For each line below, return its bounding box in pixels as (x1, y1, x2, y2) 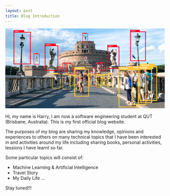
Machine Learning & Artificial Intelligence (12, 164, 99, 170)
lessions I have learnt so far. (5, 144, 64, 150)
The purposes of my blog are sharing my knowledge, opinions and (5, 128, 144, 134)
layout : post (5, 8, 33, 13)
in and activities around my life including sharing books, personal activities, (5, 139, 162, 145)
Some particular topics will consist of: (5, 154, 84, 161)
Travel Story (12, 170, 38, 176)
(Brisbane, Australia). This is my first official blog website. (5, 119, 125, 125)
